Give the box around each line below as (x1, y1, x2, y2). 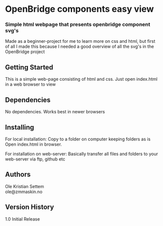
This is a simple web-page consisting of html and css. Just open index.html (5, 76, 158, 82)
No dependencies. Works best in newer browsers (5, 109, 105, 115)
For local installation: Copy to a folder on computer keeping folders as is (5, 136, 151, 142)
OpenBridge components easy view (5, 3, 154, 15)
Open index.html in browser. (5, 141, 62, 147)
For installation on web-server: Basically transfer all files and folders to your (5, 151, 158, 157)
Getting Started (5, 63, 54, 71)
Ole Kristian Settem (5, 183, 44, 189)
